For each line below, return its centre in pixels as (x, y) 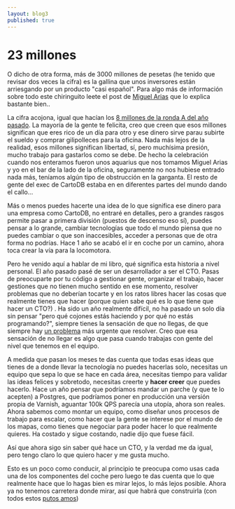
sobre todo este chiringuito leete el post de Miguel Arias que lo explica (109, 97)
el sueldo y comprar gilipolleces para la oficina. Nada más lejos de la (106, 140)
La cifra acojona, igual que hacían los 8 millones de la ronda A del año (108, 118)
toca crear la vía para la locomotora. (59, 250)
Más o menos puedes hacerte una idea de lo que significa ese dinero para (114, 206)
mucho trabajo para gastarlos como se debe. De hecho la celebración (108, 155)
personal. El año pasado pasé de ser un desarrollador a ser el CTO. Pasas (113, 271)
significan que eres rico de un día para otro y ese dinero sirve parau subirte (116, 133)
